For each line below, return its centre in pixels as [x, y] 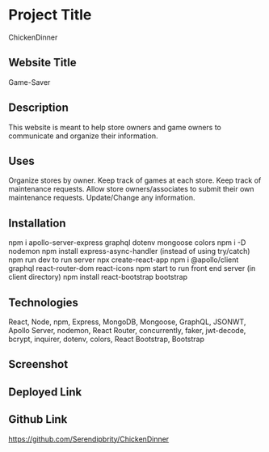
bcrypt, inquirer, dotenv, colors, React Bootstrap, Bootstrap [106, 339]
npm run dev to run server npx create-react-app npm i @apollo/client [124, 260]
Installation [37, 223]
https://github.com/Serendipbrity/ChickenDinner [89, 439]
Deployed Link [45, 392]
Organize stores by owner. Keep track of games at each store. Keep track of [135, 180]
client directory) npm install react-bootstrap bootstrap [98, 277]
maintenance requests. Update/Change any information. [102, 198]
